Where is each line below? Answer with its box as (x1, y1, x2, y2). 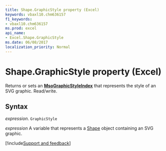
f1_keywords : (5, 16, 32, 21)
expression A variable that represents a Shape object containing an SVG (5, 125, 153, 131)
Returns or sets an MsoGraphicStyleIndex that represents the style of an (5, 82, 156, 88)
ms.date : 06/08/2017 (5, 40, 48, 45)
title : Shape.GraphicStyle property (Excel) (5, 7, 99, 12)
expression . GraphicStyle (5, 115, 57, 121)
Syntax (5, 102, 28, 110)
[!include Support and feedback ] (5, 140, 71, 146)
